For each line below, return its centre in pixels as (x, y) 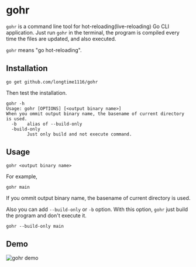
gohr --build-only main (35, 226)
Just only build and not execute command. (80, 134)
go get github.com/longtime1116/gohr (52, 82)
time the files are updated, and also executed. (61, 39)
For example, (22, 176)
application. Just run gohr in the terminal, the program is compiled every (93, 32)
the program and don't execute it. (46, 215)
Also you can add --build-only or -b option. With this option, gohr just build (97, 209)
